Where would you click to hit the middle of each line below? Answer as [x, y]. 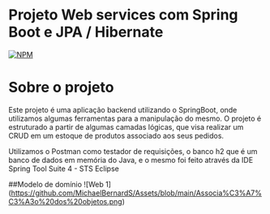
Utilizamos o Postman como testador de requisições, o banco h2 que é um [133, 151]
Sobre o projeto [61, 88]
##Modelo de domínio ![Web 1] [60, 184]
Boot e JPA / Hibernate [86, 32]
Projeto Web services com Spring [123, 15]
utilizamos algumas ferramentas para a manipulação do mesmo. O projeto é [135, 118]
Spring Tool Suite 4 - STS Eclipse [64, 169]
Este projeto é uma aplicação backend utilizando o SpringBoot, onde [123, 109]
